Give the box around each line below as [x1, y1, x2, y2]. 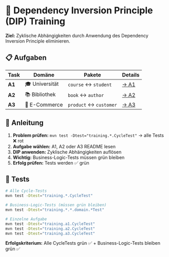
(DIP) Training [5, 15, 66, 27]
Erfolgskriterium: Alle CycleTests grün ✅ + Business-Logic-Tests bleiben [5, 240, 161, 246]
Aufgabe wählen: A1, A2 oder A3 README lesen [12, 143, 116, 149]
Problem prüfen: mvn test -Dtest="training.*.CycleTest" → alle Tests [12, 132, 164, 138]
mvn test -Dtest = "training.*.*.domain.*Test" [5, 207, 104, 212]
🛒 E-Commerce [25, 101, 63, 108]
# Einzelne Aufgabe [5, 216, 47, 222]
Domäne [33, 71, 55, 78]
